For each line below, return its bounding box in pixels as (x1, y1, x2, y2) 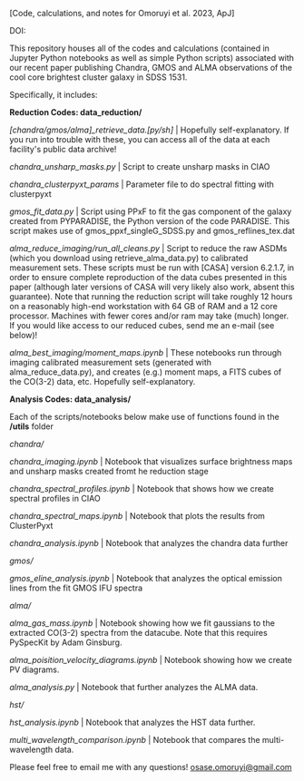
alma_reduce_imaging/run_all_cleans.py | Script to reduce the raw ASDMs (9, 243, 288, 253)
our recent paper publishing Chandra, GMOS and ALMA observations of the (9, 63, 293, 73)
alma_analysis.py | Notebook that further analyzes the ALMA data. (9, 682, 259, 692)
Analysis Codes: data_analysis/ (9, 394, 132, 405)
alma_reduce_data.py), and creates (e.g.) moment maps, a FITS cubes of (9, 366, 282, 377)
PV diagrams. (9, 664, 60, 675)
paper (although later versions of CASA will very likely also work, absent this (9, 281, 295, 292)
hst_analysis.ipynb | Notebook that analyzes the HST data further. (9, 717, 256, 727)
